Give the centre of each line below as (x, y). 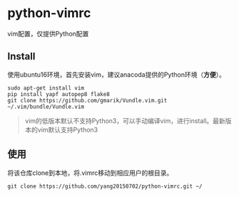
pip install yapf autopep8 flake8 (59, 94)
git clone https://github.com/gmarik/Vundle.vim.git (87, 100)
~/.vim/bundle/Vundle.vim (46, 107)
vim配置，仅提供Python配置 (48, 33)
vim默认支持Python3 (68, 129)
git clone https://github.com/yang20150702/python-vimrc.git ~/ (105, 186)
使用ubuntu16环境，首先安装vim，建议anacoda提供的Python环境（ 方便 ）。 (117, 74)
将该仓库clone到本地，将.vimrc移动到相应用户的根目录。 (90, 173)
